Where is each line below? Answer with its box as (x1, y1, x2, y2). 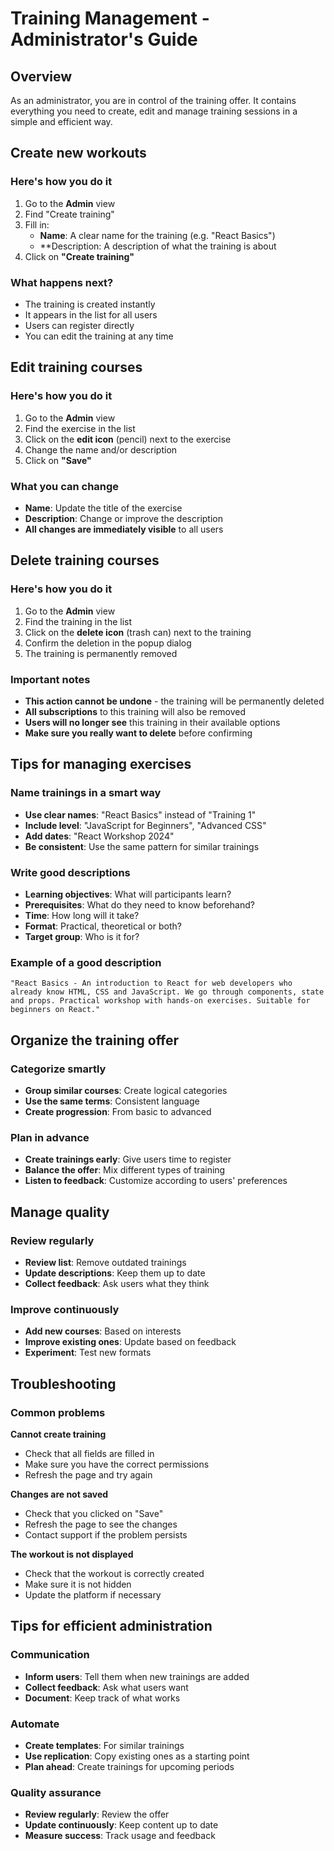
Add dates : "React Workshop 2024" (24, 830, 175, 842)
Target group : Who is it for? (24, 930, 140, 942)
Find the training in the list (24, 615, 133, 627)
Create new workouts (10, 145, 147, 162)
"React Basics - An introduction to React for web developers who (10, 978, 293, 989)
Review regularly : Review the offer (24, 1808, 170, 1821)
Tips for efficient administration (10, 1618, 213, 1635)
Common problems (10, 1405, 106, 1419)
